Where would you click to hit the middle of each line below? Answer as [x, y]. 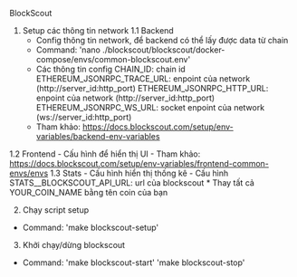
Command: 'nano [68, 50]
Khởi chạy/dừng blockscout [73, 245]
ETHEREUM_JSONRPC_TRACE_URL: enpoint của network [143, 79]
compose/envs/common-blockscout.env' [113, 59]
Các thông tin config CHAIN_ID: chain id [110, 69]
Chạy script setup [56, 210]
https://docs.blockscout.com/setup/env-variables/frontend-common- [139, 163]
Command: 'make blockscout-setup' [91, 227]
